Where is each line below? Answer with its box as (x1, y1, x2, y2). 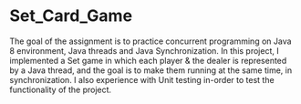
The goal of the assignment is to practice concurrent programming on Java (9, 36, 292, 47)
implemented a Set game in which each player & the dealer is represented (9, 55, 287, 66)
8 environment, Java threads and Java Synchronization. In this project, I (9, 45, 280, 56)
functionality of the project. (9, 84, 112, 95)
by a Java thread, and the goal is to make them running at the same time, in (9, 65, 293, 76)
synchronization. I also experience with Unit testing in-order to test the (9, 74, 275, 85)
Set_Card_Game (9, 5, 133, 26)
